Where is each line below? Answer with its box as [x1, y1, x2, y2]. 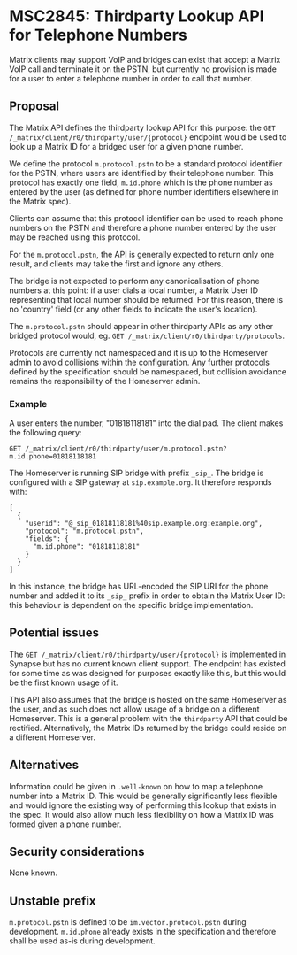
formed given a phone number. [9, 819, 122, 829]
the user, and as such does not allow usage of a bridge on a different [9, 704, 260, 714]
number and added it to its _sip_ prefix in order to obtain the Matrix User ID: [9, 590, 286, 601]
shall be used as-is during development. [9, 936, 156, 946]
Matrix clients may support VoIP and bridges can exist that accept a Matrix [9, 54, 281, 65]
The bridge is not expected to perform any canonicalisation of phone [9, 275, 260, 286]
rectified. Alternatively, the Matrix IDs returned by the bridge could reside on [9, 722, 287, 733]
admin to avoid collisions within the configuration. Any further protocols [9, 357, 270, 367]
